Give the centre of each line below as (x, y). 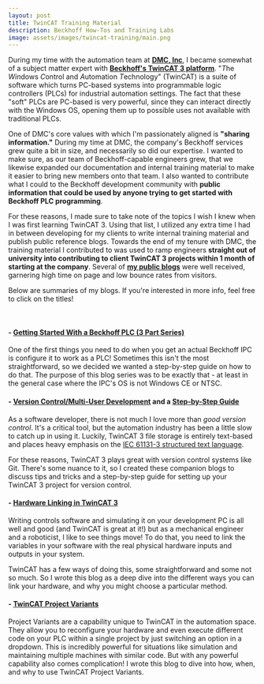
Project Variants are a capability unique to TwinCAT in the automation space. (132, 622)
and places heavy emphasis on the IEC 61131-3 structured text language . (126, 444)
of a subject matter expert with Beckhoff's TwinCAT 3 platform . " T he (121, 69)
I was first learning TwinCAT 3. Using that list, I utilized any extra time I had (129, 225)
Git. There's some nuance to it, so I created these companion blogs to (121, 468)
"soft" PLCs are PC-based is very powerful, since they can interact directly (130, 102)
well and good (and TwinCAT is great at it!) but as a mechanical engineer (126, 528)
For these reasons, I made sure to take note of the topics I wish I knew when (132, 216)
